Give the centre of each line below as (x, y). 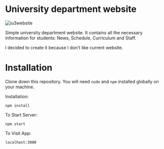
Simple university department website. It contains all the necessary (74, 32)
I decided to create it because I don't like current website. (64, 47)
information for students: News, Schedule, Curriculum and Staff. (71, 38)
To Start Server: (21, 115)
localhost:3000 (21, 142)
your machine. (20, 87)
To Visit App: (18, 133)
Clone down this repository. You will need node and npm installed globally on (82, 81)
